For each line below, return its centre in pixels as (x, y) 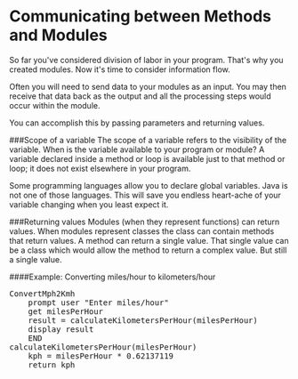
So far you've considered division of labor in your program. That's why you (146, 60)
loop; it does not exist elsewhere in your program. (100, 168)
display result (61, 329)
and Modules (59, 35)
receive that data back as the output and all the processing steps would (140, 96)
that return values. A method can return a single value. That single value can (149, 240)
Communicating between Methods (141, 16)
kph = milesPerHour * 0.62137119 (101, 356)
